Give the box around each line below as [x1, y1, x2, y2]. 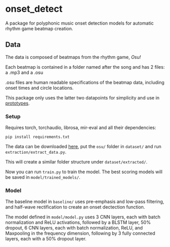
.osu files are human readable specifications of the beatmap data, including [5, 79, 165, 85]
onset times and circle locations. [5, 85, 74, 91]
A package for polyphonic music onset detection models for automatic [5, 20, 154, 26]
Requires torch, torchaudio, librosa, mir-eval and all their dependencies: [5, 125, 156, 131]
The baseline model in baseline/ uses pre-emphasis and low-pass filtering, [5, 198, 164, 205]
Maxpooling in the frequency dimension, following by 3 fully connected [5, 230, 155, 236]
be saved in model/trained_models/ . [5, 174, 80, 180]
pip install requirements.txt [5, 134, 70, 140]
